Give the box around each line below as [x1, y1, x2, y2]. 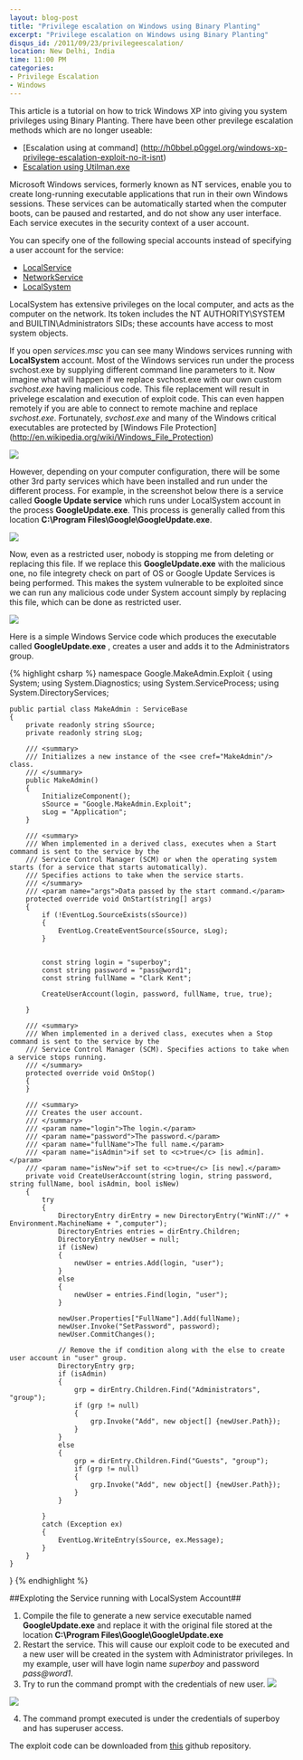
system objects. [9, 327, 69, 338]
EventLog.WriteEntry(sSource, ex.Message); [57, 1535, 224, 1545]
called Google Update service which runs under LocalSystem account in [9, 495, 281, 506]
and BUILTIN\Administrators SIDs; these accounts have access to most [9, 317, 274, 328]
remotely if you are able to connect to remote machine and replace [9, 402, 258, 413]
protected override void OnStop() [25, 1068, 156, 1077]
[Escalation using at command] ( [22, 142, 144, 153]
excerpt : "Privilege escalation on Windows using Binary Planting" [9, 30, 270, 39]
